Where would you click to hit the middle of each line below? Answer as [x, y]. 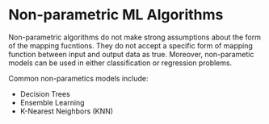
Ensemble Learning [52, 102]
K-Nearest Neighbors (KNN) [67, 111]
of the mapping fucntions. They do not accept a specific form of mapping [130, 45]
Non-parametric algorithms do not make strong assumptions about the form [134, 37]
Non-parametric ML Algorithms [116, 15]
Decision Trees [45, 93]
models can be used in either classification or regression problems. [120, 63]
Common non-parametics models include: [78, 78]
